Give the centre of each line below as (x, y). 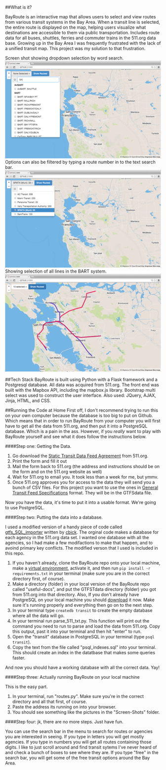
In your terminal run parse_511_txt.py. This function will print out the (81, 621)
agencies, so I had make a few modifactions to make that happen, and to (79, 543)
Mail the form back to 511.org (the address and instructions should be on (86, 466)
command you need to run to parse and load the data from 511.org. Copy (86, 626)
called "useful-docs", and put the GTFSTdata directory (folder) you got (84, 589)
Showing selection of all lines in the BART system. (56, 271)
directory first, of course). (39, 579)
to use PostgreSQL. (25, 508)
